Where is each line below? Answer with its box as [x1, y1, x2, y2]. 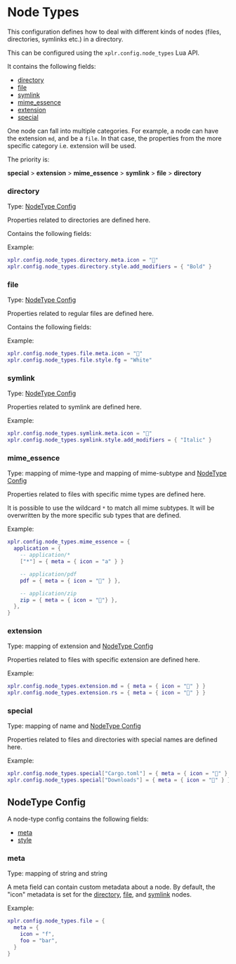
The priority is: [7, 155, 50, 164]
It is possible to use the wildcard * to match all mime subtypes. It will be [7, 503, 215, 513]
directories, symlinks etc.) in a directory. [7, 34, 124, 43]
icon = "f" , [20, 931, 55, 938]
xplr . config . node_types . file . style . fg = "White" [7, 357, 152, 364]
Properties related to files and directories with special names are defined [7, 735, 218, 744]
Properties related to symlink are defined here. [7, 403, 142, 411]
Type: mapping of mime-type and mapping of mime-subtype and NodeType [7, 469, 227, 477]
